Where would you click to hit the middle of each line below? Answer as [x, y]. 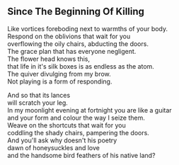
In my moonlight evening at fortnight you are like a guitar [89, 110]
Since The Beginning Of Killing [76, 12]
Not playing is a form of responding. [60, 81]
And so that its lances [39, 95]
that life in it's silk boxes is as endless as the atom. [81, 66]
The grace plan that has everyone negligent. [72, 51]
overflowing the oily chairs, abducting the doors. [78, 44]
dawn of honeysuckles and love [54, 147]
